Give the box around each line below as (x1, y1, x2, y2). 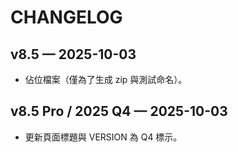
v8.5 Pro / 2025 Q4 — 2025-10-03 (10, 103, 228, 120)
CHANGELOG (10, 6, 123, 29)
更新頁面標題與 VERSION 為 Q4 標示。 (24, 131, 183, 143)
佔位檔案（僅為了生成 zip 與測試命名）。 (24, 74, 188, 85)
